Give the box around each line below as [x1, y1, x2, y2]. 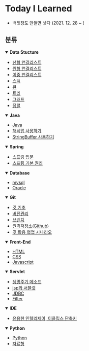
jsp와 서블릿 [12, 284, 36, 291]
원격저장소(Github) [12, 223, 49, 229]
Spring [9, 143, 24, 149]
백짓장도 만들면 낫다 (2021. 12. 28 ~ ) [12, 20, 85, 26]
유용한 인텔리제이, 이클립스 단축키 [12, 315, 77, 321]
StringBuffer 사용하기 [12, 134, 54, 140]
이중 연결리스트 [12, 71, 42, 77]
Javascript [12, 259, 34, 265]
